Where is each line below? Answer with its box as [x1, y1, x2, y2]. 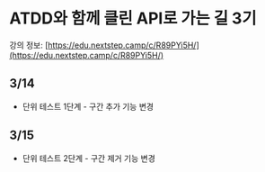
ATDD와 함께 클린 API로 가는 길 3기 [9, 8, 257, 29]
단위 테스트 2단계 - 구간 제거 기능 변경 [22, 152, 155, 163]
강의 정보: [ [9, 40, 49, 50]
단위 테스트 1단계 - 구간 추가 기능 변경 [22, 101, 155, 112]
